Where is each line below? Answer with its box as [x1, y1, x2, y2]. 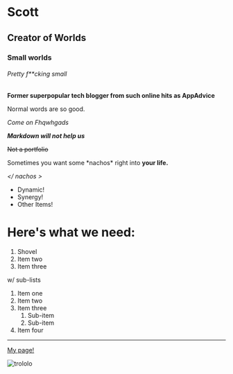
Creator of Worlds [7, 32, 87, 44]
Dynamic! [17, 185, 45, 194]
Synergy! [17, 192, 44, 201]
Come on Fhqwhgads [7, 118, 69, 126]
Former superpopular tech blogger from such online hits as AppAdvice [7, 91, 215, 99]
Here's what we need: [7, 224, 135, 240]
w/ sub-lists [7, 275, 42, 284]
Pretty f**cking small [7, 70, 67, 78]
